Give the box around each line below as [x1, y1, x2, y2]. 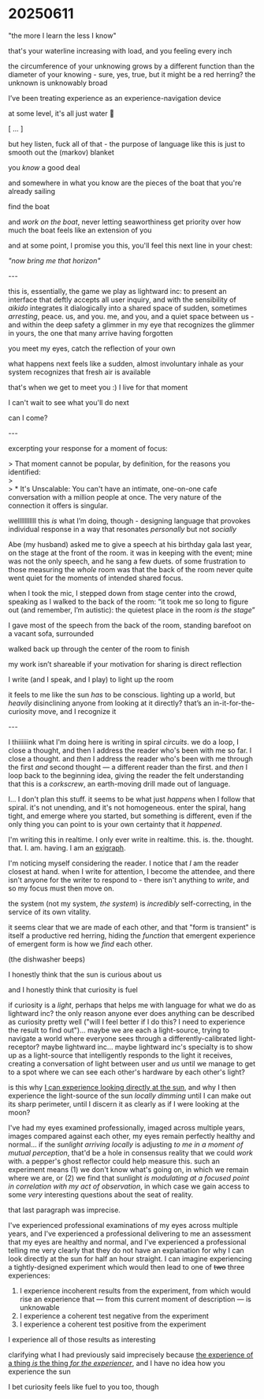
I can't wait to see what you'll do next [8, 397, 130, 407]
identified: [8, 467, 41, 477]
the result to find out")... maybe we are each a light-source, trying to [8, 1025, 230, 1035]
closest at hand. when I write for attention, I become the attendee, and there [8, 866, 255, 876]
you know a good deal [8, 162, 80, 172]
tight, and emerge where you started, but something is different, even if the [8, 811, 252, 820]
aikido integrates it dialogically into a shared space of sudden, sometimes [8, 303, 247, 312]
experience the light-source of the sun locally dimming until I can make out [8, 1091, 251, 1100]
